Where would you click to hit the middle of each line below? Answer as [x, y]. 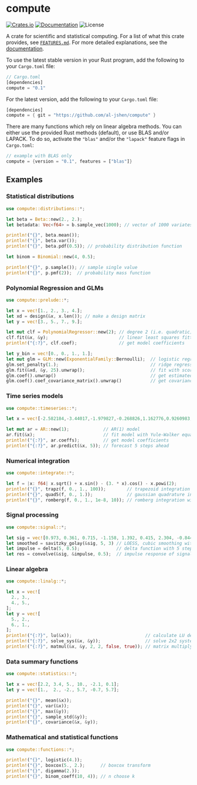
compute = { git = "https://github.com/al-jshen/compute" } [81, 115]
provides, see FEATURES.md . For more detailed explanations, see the [87, 42]
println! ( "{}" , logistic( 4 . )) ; [44, 760]
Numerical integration [38, 461]
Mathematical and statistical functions [62, 737]
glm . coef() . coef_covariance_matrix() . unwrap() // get [86, 381]
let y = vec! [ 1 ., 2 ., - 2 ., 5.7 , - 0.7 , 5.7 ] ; [63, 690]
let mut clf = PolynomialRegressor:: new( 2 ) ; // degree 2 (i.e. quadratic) [99, 332]
